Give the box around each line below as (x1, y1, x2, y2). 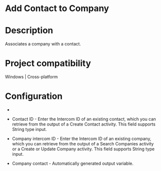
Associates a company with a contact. (5, 41, 81, 47)
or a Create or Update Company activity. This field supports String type (12, 146, 155, 152)
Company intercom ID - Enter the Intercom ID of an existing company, (12, 136, 151, 142)
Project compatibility (5, 58, 91, 69)
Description (5, 25, 53, 36)
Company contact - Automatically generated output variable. (12, 160, 134, 166)
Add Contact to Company (5, 3, 109, 14)
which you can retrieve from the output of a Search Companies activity (12, 141, 154, 146)
